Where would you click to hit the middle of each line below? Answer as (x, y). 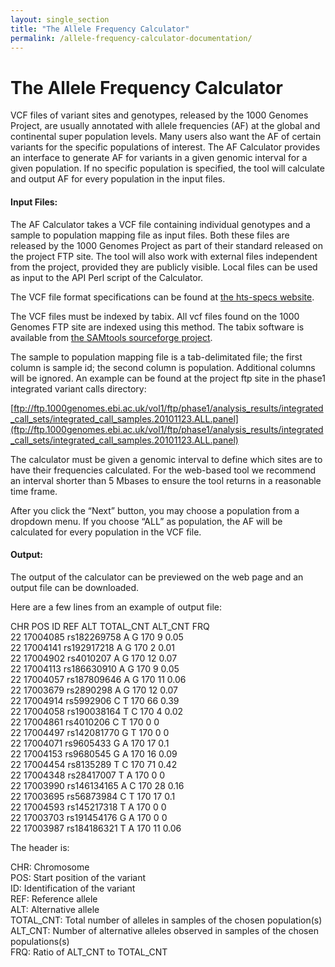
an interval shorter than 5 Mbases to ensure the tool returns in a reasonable (166, 480)
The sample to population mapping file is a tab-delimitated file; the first (156, 357)
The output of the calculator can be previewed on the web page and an (157, 577)
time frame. (34, 491)
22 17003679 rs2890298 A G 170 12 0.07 (94, 690)
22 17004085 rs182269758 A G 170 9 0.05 (97, 637)
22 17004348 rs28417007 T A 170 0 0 (88, 775)
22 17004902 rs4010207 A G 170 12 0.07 (94, 658)
